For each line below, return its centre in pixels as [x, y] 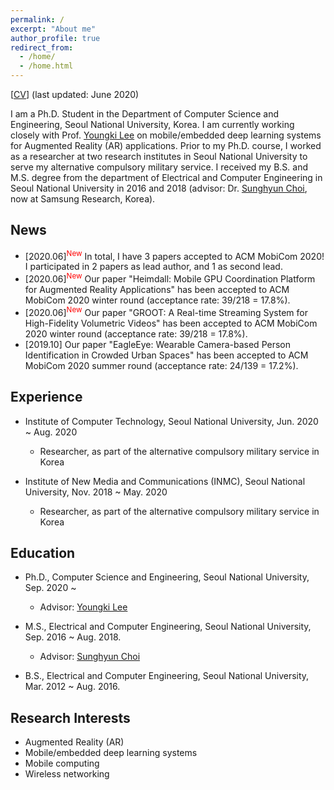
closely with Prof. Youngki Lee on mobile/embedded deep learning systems [166, 135]
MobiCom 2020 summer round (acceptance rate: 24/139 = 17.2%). [161, 365]
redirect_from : [42, 47]
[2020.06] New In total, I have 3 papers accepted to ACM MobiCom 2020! [174, 255]
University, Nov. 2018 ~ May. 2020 [96, 492]
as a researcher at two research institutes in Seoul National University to [159, 156]
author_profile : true [55, 38]
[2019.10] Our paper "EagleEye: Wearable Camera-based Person [157, 344]
